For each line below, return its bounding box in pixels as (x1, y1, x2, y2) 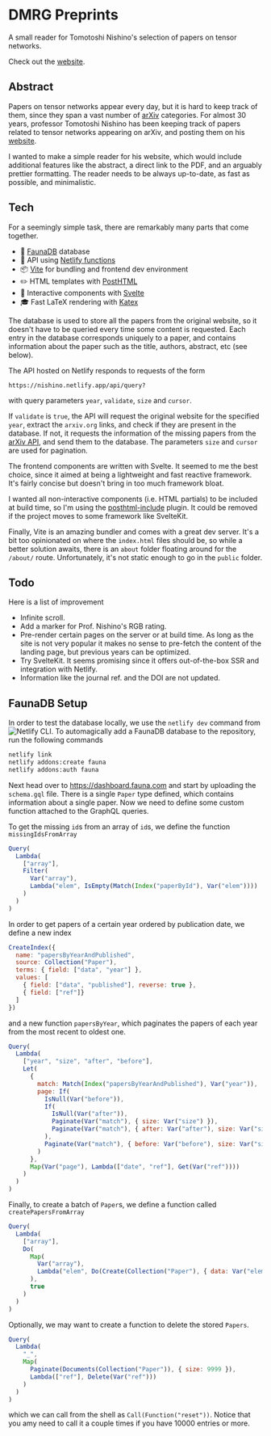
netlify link (8, 751, 52, 759)
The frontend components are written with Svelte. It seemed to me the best (8, 461, 258, 470)
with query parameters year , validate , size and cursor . (8, 395, 192, 405)
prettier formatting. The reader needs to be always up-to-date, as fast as (8, 168, 250, 179)
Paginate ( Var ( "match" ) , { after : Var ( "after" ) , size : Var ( (51, 1125, 255, 1133)
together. (8, 230, 39, 240)
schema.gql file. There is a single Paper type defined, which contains (8, 789, 234, 798)
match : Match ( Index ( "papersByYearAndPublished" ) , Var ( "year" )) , (37, 1080, 258, 1088)
